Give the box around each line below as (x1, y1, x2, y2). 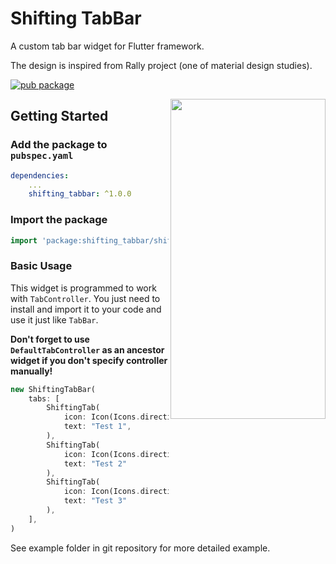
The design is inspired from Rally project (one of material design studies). (10, 59, 313, 71)
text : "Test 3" (63, 496, 128, 506)
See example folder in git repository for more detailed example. (10, 542, 271, 554)
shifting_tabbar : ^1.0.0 (28, 189, 132, 199)
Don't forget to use (10, 333, 90, 345)
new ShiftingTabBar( (10, 384, 97, 394)
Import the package (10, 213, 108, 227)
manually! (10, 365, 53, 377)
